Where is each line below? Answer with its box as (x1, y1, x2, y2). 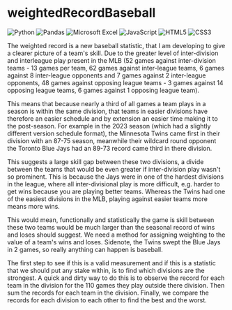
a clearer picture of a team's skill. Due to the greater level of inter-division (7, 49, 219, 57)
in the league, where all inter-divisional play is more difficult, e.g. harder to (7, 179, 221, 188)
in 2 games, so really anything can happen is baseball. (7, 245, 164, 253)
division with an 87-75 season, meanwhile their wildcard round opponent (7, 136, 217, 145)
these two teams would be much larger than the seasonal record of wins (7, 223, 215, 231)
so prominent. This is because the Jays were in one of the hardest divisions (7, 172, 224, 181)
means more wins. (7, 202, 61, 210)
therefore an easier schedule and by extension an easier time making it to (7, 114, 218, 123)
